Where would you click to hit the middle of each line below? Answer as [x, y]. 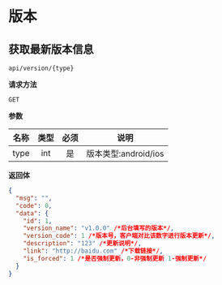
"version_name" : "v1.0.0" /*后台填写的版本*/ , [98, 228]
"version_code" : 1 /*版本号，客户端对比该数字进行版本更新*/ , [119, 236]
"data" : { [32, 213]
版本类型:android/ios [125, 153]
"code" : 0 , [34, 205]
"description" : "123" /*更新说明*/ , [82, 244]
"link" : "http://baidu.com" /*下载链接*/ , [93, 251]
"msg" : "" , [34, 198]
